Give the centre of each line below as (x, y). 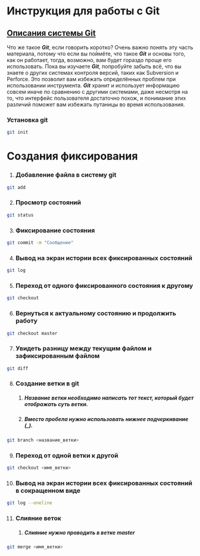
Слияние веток (38, 518)
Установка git (27, 119)
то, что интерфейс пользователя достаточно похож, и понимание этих (96, 98)
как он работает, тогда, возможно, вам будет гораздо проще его (89, 60)
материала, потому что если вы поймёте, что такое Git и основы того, (96, 54)
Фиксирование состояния (55, 230)
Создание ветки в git (47, 383)
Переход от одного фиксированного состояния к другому (104, 285)
